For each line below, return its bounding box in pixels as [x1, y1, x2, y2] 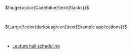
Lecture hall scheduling [12, 43, 60, 49]
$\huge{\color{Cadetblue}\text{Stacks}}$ [5, 5, 90, 10]
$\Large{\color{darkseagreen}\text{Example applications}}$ [5, 24, 127, 30]
